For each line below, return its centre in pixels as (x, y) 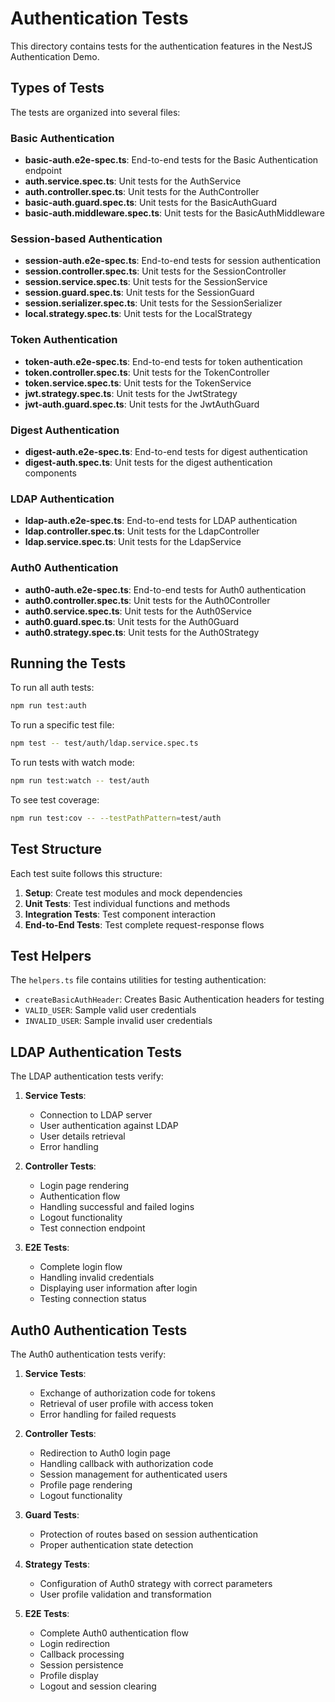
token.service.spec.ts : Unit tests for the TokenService (138, 383)
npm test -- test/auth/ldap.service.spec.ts (104, 743)
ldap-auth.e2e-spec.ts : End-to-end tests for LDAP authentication (161, 521)
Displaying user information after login (118, 1288)
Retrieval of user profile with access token (126, 1404)
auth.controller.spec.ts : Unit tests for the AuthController (142, 192)
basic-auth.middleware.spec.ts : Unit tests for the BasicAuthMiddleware (174, 213)
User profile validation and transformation (125, 1594)
